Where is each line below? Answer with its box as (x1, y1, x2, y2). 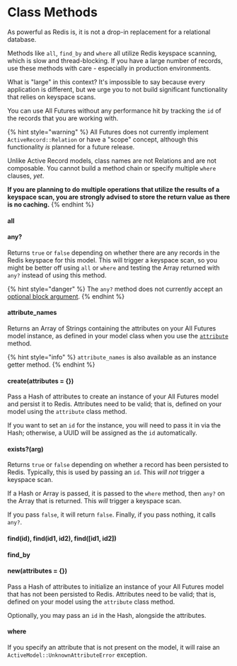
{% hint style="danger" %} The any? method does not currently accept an (7, 285, 223, 293)
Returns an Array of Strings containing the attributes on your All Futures (7, 323, 216, 333)
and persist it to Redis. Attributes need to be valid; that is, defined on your (7, 400, 222, 408)
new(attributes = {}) (7, 567, 68, 575)
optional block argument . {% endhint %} (7, 292, 125, 301)
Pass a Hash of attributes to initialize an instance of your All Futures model (7, 582, 224, 591)
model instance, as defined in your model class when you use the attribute (7, 331, 229, 340)
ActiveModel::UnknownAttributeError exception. (7, 650, 147, 659)
